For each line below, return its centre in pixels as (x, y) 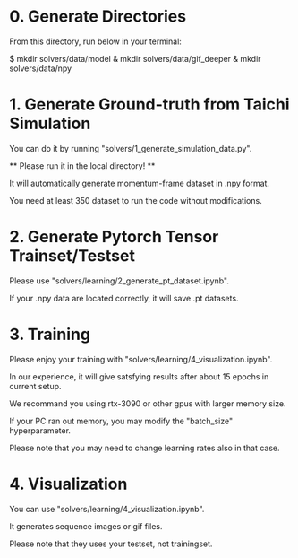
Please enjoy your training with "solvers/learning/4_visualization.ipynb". (141, 359)
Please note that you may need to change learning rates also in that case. (145, 448)
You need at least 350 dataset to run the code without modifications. (136, 200)
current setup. (35, 386)
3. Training (50, 335)
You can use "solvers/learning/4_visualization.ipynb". (107, 509)
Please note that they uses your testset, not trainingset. (111, 544)
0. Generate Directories (98, 17)
